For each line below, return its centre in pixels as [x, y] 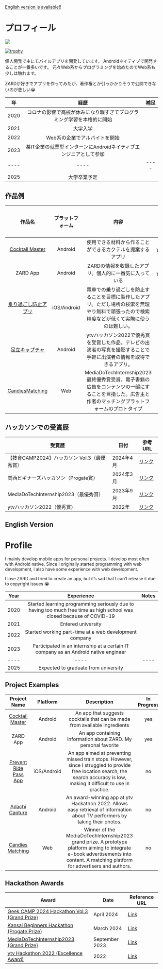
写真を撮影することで [125, 349]
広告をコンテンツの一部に [116, 387]
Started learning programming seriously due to [81, 604]
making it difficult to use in [100, 783]
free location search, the [100, 771]
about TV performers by [99, 815]
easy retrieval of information [99, 810]
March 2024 [108, 928]
